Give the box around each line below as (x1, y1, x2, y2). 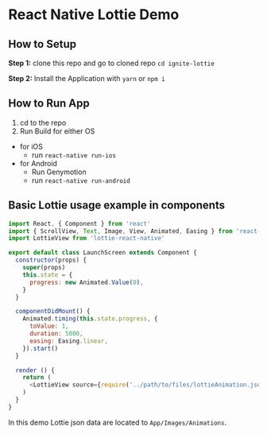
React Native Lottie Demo (8, 6, 180, 24)
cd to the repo (19, 118, 67, 127)
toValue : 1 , (29, 322, 69, 331)
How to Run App (8, 97, 90, 111)
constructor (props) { (15, 256, 87, 264)
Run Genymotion (31, 167, 87, 177)
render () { (15, 366, 56, 375)
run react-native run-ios (31, 150, 117, 160)
